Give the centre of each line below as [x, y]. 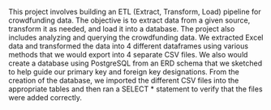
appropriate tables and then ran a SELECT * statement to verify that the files [135, 89]
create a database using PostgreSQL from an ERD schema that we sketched [135, 63]
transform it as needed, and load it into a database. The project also [122, 29]
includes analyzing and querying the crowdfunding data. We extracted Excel [136, 37]
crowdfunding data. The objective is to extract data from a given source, [129, 20]
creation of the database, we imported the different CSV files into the [124, 80]
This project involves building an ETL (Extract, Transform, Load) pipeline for [135, 12]
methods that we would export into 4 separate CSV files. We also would [128, 55]
